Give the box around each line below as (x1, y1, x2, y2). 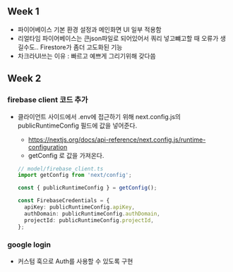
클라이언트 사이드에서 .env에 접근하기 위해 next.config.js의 (17, 112, 181, 120)
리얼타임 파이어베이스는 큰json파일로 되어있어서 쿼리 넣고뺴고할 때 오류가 (17, 34, 219, 42)
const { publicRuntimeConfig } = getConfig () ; (17, 185, 157, 192)
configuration (28, 142, 68, 151)
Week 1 (7, 6, 40, 18)
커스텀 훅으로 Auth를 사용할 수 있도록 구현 (17, 256, 133, 265)
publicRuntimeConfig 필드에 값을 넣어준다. (17, 121, 138, 130)
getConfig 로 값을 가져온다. (28, 151, 104, 159)
